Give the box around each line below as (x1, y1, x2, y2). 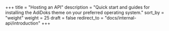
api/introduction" (5, 20, 40, 26)
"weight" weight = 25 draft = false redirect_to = (5, 15, 104, 20)
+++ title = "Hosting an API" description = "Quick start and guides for (5, 4, 150, 10)
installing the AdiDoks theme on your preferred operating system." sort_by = (5, 9, 164, 15)
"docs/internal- (104, 15, 137, 20)
